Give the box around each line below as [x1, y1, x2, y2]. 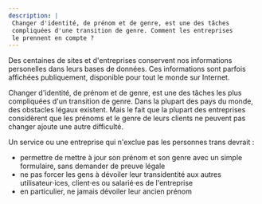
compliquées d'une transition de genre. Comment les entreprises [11, 26, 233, 34]
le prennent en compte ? [11, 33, 94, 42]
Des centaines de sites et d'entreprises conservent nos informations [8, 56, 233, 65]
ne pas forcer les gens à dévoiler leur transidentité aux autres [19, 170, 221, 179]
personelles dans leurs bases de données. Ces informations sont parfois [8, 65, 246, 74]
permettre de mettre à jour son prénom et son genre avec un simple [19, 153, 243, 163]
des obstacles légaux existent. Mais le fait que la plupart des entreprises [8, 105, 246, 115]
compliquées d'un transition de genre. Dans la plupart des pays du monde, [8, 96, 253, 106]
